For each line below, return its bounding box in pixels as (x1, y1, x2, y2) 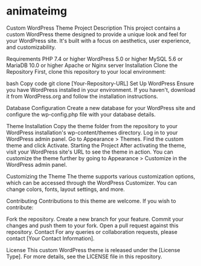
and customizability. (6, 44, 56, 51)
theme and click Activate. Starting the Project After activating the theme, (6, 141, 187, 149)
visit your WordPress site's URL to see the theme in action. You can (6, 148, 174, 155)
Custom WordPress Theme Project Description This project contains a (6, 24, 180, 31)
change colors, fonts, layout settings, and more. (6, 186, 125, 193)
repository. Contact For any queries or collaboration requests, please (6, 228, 178, 235)
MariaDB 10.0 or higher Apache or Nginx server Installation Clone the (6, 62, 178, 69)
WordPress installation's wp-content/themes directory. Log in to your (6, 129, 178, 136)
